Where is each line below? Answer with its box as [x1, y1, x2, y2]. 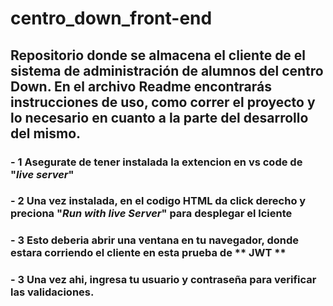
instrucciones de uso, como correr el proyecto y [10, 93, 316, 111]
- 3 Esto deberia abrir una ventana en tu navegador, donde [10, 233, 300, 247]
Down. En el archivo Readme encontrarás [10, 78, 273, 95]
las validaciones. [10, 285, 95, 299]
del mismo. [10, 125, 82, 142]
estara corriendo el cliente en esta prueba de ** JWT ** [10, 246, 287, 260]
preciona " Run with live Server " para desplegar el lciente [10, 207, 293, 221]
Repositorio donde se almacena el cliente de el [10, 47, 307, 64]
